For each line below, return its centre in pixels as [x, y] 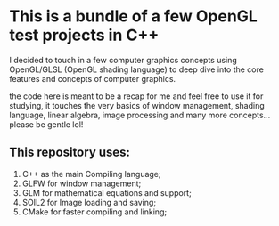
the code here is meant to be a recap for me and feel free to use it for [136, 96]
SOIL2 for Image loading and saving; [89, 202]
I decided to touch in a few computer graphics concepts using [123, 60]
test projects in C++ [84, 35]
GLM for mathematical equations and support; [107, 192]
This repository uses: [70, 153]
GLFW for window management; [82, 183]
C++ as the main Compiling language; [92, 174]
